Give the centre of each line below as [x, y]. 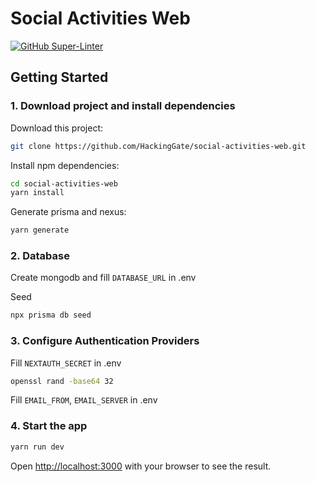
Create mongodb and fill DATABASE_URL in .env [103, 278]
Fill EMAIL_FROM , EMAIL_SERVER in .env [84, 400]
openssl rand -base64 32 [62, 381]
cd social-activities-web [64, 183]
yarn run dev [37, 447]
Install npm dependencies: [65, 165]
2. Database [40, 256]
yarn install [37, 193]
